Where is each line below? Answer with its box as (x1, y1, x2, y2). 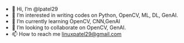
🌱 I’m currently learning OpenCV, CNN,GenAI (11, 18, 121, 24)
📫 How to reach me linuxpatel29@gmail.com (11, 31, 122, 37)
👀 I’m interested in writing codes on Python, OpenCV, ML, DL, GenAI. (11, 12, 178, 19)
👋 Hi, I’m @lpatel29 (11, 6, 58, 12)
